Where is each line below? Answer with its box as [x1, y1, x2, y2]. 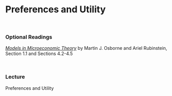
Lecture [5, 73, 25, 81]
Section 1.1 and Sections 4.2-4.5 [5, 50, 73, 57]
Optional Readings [5, 33, 52, 41]
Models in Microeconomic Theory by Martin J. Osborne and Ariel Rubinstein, [5, 45, 167, 51]
